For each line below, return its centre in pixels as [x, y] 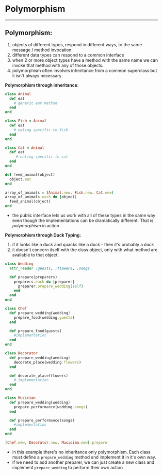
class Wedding [19, 264]
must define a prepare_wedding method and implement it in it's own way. [84, 457]
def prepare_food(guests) [36, 331]
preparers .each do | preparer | [44, 282]
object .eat [20, 179]
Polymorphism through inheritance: [42, 85]
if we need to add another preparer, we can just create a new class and [83, 462]
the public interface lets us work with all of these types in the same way [84, 215]
